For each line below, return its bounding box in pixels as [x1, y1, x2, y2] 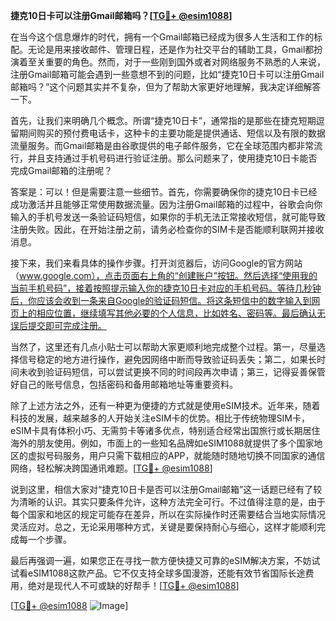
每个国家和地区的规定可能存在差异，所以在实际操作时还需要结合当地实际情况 [10, 509, 326, 520]
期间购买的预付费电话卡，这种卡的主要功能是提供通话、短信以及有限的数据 [18, 127, 326, 139]
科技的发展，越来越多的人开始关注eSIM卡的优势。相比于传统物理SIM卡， [10, 412, 310, 424]
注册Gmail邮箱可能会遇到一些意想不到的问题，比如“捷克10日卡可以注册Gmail [10, 69, 325, 80]
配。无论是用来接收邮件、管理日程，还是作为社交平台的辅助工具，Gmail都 [10, 44, 315, 55]
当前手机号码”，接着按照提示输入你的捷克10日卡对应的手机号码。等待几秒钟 [10, 282, 322, 294]
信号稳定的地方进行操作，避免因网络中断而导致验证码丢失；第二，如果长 [18, 354, 317, 365]
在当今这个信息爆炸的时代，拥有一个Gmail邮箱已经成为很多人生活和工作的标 [10, 31, 323, 43]
